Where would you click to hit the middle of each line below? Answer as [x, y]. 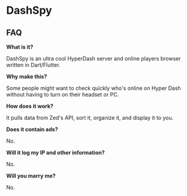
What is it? [20, 47]
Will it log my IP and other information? [55, 153]
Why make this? [27, 76]
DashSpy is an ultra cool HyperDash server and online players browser [93, 58]
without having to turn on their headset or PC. [63, 94]
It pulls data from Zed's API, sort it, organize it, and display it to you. [90, 118]
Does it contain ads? [32, 129]
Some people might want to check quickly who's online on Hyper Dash [93, 88]
